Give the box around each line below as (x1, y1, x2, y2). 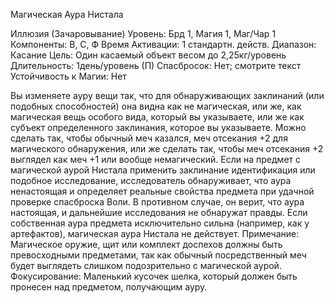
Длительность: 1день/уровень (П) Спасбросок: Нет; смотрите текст (10, 60, 302, 71)
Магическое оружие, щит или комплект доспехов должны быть (10, 239, 283, 250)
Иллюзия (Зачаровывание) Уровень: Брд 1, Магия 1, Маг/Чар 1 (10, 28, 277, 39)
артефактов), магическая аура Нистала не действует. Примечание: (10, 228, 300, 239)
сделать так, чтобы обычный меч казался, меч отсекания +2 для (10, 132, 288, 144)
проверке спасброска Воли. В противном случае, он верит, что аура (10, 196, 305, 208)
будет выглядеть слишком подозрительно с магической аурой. (10, 260, 282, 271)
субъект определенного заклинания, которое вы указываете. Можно (10, 122, 307, 133)
